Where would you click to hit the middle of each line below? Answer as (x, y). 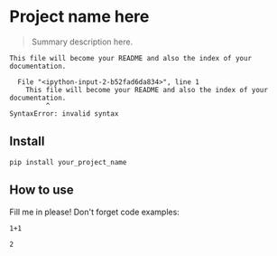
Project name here (79, 17)
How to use (42, 190)
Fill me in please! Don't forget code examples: (95, 212)
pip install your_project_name (68, 162)
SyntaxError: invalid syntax (64, 114)
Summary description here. (82, 42)
